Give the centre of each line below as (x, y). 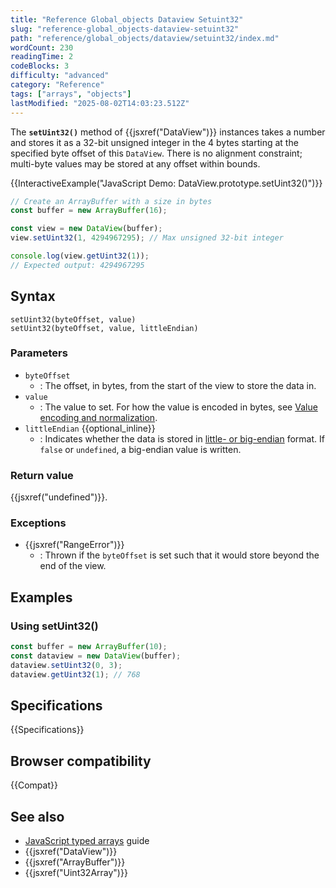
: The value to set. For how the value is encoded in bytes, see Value (178, 407)
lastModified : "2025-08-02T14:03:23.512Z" (100, 103)
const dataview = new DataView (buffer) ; (96, 656)
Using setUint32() (54, 626)
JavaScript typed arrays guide (87, 841)
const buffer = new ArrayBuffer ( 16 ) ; (89, 211)
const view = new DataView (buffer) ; (86, 229)
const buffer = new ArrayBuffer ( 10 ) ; (89, 647)
